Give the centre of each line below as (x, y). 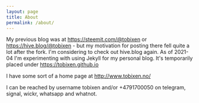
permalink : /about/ (30, 22)
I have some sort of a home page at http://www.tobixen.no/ (79, 76)
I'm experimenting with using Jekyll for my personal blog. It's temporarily (103, 58)
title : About (22, 17)
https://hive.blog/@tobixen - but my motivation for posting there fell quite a (98, 46)
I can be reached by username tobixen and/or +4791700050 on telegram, (96, 88)
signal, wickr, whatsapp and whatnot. (52, 94)
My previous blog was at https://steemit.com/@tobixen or (77, 40)
